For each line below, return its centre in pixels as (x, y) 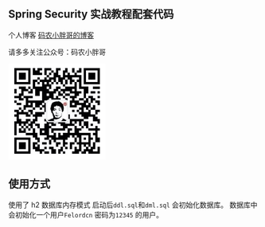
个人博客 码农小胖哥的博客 (51, 35)
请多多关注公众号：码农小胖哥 (57, 52)
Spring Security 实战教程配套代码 (91, 14)
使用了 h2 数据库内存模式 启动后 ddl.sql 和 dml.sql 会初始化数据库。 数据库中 (133, 205)
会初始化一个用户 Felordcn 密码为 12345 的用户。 (86, 214)
